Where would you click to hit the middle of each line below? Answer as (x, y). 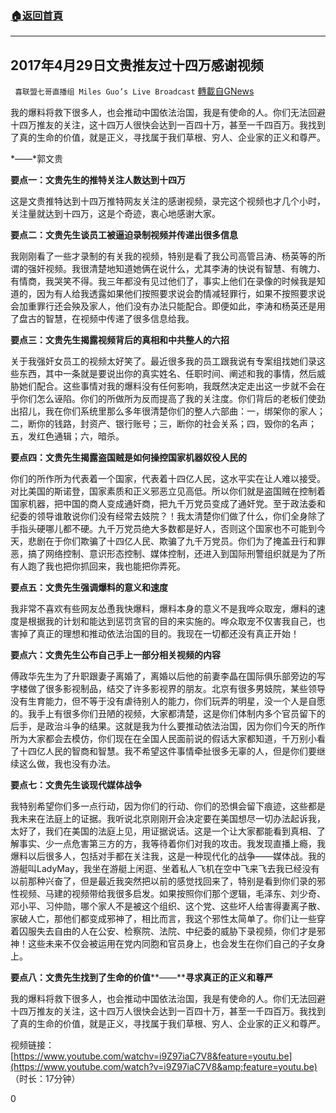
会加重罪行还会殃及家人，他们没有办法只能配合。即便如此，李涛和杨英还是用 (168, 306)
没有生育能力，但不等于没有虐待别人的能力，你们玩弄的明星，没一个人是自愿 (168, 701)
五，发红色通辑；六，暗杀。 (67, 436)
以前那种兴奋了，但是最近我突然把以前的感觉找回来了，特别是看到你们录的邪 (168, 881)
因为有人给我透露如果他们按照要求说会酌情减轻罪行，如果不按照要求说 (181, 294)
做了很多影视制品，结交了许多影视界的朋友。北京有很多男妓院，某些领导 (176, 689)
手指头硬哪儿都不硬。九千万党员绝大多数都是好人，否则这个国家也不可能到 (163, 529)
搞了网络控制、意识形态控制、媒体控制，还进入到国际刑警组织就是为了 (172, 554)
